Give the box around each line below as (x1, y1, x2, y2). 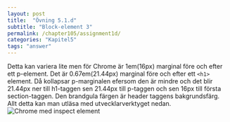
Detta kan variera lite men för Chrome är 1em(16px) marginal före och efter (7, 62, 223, 70)
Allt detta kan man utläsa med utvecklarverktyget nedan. (7, 100, 172, 107)
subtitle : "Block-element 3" (7, 23, 93, 30)
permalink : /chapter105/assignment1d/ (7, 29, 121, 37)
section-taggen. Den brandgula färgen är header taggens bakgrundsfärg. (7, 92, 220, 100)
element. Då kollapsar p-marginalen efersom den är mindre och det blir (7, 77, 213, 85)
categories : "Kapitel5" (7, 36, 77, 43)
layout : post (7, 10, 46, 18)
